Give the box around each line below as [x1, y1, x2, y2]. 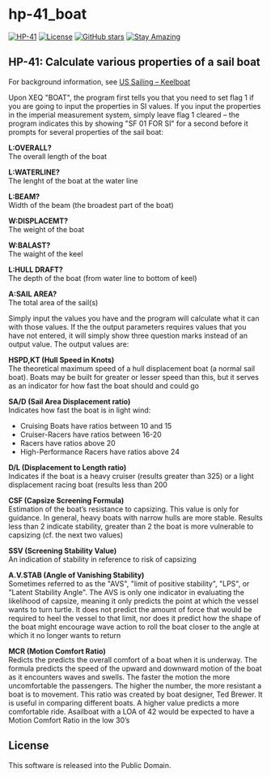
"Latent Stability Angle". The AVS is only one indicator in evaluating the [8, 587, 245, 597]
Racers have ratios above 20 [19, 438, 116, 447]
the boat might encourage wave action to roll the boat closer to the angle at [8, 622, 260, 632]
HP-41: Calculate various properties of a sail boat [8, 55, 260, 69]
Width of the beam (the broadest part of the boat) [8, 200, 174, 209]
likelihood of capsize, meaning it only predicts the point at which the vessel [8, 596, 259, 606]
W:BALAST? [8, 240, 51, 250]
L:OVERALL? [8, 143, 53, 153]
